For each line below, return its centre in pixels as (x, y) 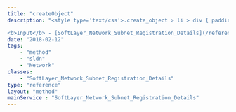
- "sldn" (33, 59)
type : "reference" (34, 85)
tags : (15, 46)
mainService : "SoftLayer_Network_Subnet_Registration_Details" (103, 98)
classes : (20, 72)
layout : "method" (33, 92)
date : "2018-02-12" (36, 39)
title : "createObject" (40, 14)
